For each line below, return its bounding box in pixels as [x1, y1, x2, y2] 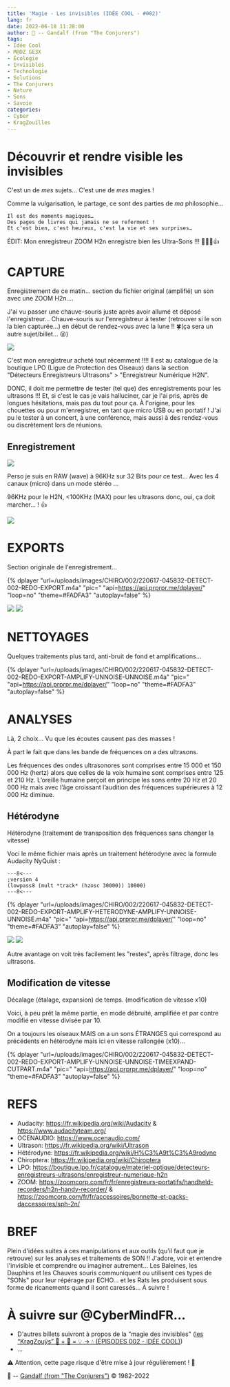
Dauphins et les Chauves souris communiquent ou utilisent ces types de [7, 1268, 212, 1277]
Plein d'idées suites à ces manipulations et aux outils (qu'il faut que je [7, 1246, 205, 1255]
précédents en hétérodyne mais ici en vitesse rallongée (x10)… [7, 1037, 186, 1045]
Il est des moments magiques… [7, 213, 94, 220]
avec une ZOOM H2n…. [7, 294, 74, 303]
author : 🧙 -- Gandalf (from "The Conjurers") [7, 29, 140, 37]
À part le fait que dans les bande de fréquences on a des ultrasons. [7, 748, 198, 756]
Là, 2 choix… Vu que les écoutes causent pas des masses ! [7, 735, 176, 742]
